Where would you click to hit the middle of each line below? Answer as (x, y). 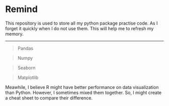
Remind (21, 9)
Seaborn (26, 68)
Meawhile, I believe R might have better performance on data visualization (82, 87)
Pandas (25, 48)
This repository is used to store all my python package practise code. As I (81, 23)
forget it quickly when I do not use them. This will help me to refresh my (79, 28)
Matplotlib (28, 77)
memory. (14, 34)
